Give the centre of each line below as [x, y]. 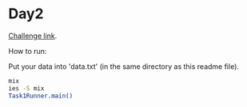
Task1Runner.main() [41, 96]
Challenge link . [33, 36]
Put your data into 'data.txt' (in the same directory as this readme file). [124, 66]
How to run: [28, 51]
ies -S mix [26, 88]
